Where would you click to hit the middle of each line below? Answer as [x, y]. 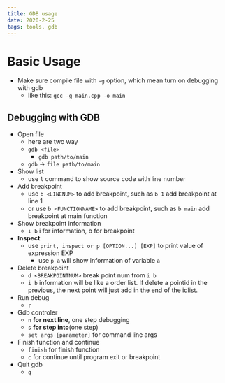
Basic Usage [44, 61]
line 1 [35, 201]
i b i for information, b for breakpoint [81, 231]
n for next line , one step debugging [79, 320]
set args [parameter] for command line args [92, 335]
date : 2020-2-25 [31, 20]
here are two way [53, 142]
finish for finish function [64, 349]
